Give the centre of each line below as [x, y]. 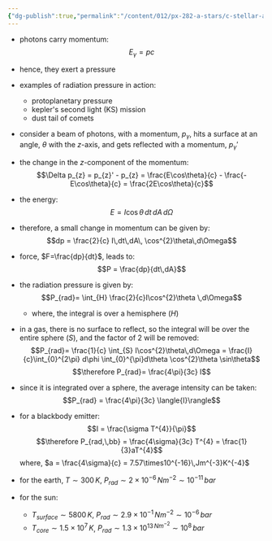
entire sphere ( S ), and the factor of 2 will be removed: [109, 338]
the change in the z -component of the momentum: [104, 163]
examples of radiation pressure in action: [88, 85]
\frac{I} [241, 351]
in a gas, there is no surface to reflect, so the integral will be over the [134, 329]
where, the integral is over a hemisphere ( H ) [105, 313]
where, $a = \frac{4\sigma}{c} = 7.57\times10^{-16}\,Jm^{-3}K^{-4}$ [134, 463]
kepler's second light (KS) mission [89, 110]
